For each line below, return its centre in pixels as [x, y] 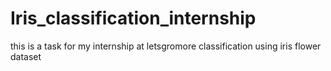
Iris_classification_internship [133, 18]
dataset [26, 56]
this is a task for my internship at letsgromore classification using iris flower [166, 46]
